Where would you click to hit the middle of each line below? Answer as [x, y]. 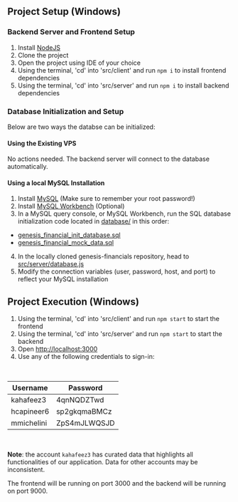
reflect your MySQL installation [63, 279]
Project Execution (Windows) [74, 302]
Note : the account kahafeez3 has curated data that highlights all [100, 454]
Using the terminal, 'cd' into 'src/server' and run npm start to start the [120, 334]
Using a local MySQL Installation [56, 183]
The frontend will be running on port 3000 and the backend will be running [117, 483]
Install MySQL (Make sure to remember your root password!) [106, 199]
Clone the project [43, 55]
